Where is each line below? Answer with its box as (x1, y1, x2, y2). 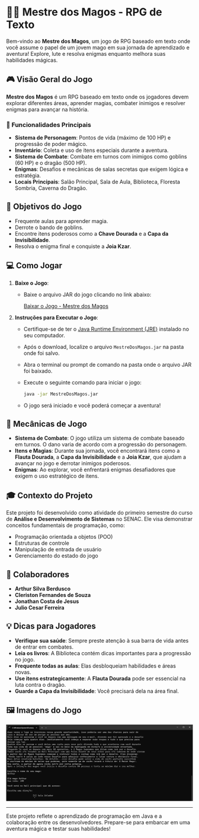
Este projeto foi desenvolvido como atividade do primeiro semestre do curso (6, 509, 193, 516)
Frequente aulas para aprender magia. (14, 217, 108, 224)
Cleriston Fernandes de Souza (14, 591, 91, 598)
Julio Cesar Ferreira (14, 604, 65, 611)
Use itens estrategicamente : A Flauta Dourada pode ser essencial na (14, 675, 186, 682)
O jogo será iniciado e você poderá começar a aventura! (23, 402, 161, 409)
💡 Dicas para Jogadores (6, 621, 97, 631)
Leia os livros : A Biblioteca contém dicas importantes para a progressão (14, 649, 191, 656)
